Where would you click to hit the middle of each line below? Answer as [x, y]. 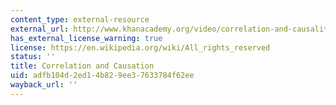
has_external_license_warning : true [86, 38]
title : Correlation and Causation [82, 66]
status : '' [33, 57]
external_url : [40, 29]
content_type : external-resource [80, 19]
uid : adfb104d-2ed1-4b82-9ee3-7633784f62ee [102, 76]
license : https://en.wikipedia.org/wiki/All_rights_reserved [140, 47]
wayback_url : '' [44, 85]
